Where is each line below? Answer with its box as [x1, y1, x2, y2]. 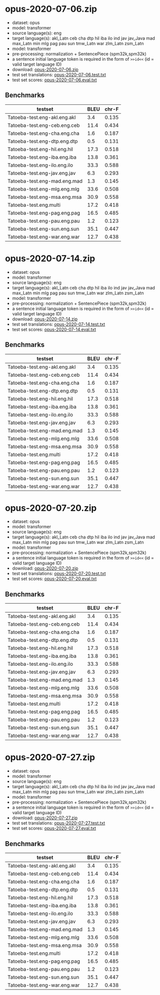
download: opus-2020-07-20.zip [12, 565, 79, 571]
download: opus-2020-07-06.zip [12, 66, 79, 72]
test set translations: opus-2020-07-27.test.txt [12, 820, 105, 826]
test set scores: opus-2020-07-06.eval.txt [12, 77, 97, 83]
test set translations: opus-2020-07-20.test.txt [12, 571, 106, 577]
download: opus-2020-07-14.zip [12, 316, 78, 322]
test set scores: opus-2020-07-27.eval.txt [12, 825, 96, 831]
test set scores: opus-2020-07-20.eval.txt [12, 576, 97, 582]
